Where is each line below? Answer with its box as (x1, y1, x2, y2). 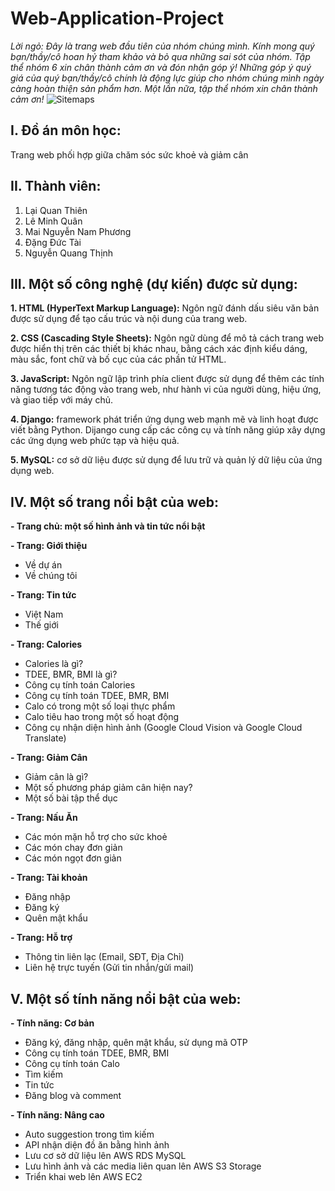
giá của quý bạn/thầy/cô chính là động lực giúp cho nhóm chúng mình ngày (10, 72, 325, 84)
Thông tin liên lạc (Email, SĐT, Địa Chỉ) (24, 951, 185, 963)
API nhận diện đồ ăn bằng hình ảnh (24, 1139, 170, 1151)
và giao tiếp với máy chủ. (10, 394, 114, 406)
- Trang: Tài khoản (10, 872, 88, 884)
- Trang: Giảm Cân (10, 752, 88, 764)
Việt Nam (24, 608, 64, 621)
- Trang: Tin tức (10, 589, 77, 601)
